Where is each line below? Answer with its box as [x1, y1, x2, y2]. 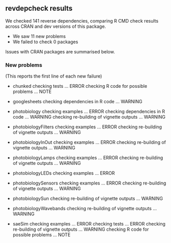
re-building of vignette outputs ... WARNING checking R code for [12, 226, 149, 233]
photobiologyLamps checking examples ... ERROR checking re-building [12, 155, 163, 161]
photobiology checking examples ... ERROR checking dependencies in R [12, 108, 165, 115]
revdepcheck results [5, 4, 73, 13]
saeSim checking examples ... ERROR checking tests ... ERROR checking [12, 221, 165, 227]
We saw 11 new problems [12, 33, 66, 39]
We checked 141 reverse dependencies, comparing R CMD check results [5, 17, 159, 24]
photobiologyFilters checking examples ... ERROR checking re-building [12, 124, 162, 130]
